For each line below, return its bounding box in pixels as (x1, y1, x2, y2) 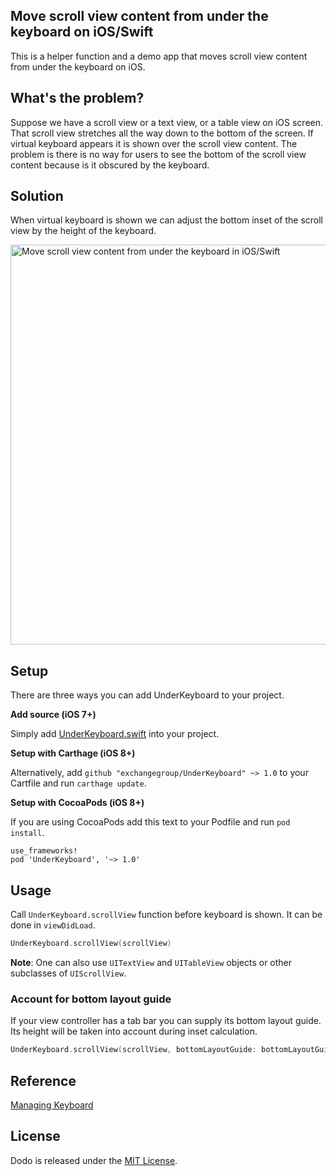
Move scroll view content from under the (10, 8, 269, 25)
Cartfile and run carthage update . (10, 777, 147, 789)
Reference (10, 1072, 77, 1089)
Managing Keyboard (10, 1099, 94, 1111)
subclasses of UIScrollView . (10, 967, 127, 979)
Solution (10, 188, 64, 205)
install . (10, 827, 45, 839)
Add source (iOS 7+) (10, 709, 97, 721)
